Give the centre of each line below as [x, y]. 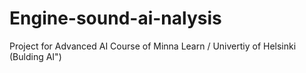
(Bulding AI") [35, 56]
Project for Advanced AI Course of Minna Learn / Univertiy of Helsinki [153, 46]
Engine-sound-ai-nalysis [115, 18]
